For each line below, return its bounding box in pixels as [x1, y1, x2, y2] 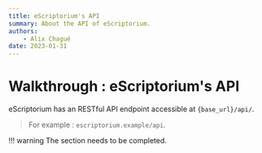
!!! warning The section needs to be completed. [8, 136, 167, 146]
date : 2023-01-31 [8, 42, 68, 50]
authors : [8, 27, 38, 35]
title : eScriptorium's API [8, 11, 100, 20]
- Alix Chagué [23, 34, 71, 43]
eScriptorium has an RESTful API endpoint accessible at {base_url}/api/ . [8, 104, 255, 114]
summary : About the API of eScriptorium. [8, 20, 151, 28]
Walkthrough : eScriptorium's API [8, 77, 240, 96]
